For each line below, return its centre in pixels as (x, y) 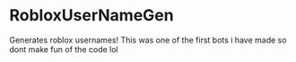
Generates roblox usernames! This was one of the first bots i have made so (148, 40)
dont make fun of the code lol (64, 49)
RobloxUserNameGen (91, 15)
